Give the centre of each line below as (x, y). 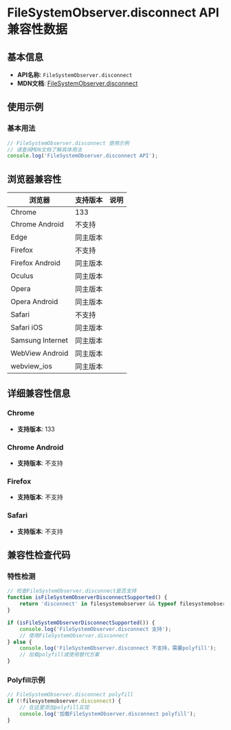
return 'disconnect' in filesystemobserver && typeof (98, 604)
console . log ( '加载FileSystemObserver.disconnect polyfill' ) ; (108, 713)
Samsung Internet (40, 341)
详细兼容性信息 (39, 393)
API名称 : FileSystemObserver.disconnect (75, 75)
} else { (20, 642)
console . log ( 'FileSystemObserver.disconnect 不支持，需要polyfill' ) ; (118, 648)
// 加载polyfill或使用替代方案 (59, 655)
